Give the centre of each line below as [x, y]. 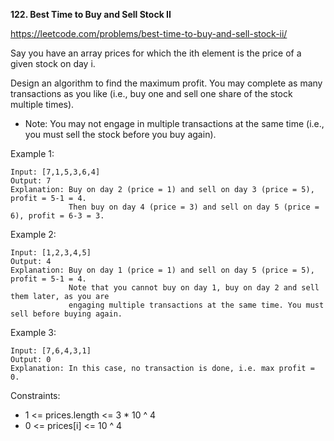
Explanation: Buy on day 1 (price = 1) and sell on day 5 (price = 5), [162, 270]
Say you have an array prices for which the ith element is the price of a [156, 53]
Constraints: [35, 395]
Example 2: [33, 234]
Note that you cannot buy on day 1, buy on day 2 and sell [194, 288]
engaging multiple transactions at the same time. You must [196, 305]
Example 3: [33, 332]
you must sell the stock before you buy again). [120, 134]
